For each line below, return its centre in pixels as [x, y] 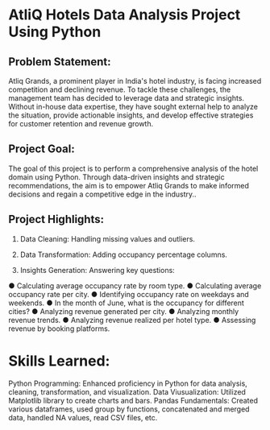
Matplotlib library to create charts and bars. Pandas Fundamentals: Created [133, 400]
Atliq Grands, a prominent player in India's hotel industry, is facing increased [135, 81]
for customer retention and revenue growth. [81, 124]
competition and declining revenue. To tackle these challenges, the [120, 89]
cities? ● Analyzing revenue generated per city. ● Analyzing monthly [124, 311]
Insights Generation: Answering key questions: [97, 270]
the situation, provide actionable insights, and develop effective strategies [131, 115]
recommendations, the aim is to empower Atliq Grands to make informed [129, 185]
